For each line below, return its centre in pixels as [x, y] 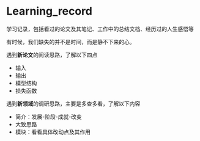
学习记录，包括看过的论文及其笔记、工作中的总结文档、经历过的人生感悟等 [100, 29]
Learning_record [50, 11]
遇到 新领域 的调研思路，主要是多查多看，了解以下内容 [73, 103]
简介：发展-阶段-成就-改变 [49, 117]
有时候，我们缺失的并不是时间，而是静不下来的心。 [71, 42]
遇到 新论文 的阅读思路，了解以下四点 [52, 55]
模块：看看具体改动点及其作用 [53, 132]
